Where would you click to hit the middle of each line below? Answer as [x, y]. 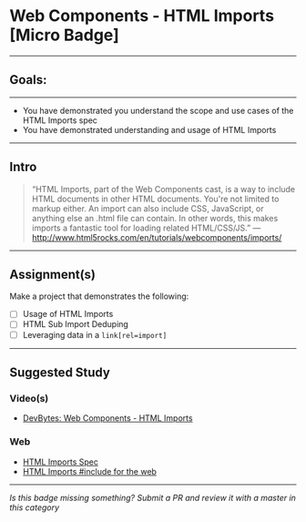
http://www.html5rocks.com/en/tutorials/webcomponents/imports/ [157, 237]
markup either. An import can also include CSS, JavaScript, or [148, 208]
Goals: [28, 80]
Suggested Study [60, 372]
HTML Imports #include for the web [90, 471]
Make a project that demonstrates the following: [99, 296]
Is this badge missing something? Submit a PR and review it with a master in [153, 497]
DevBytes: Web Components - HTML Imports [107, 418]
